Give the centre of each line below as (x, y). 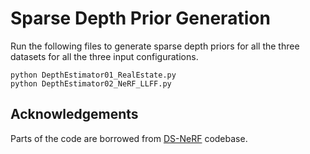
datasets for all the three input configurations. (104, 56)
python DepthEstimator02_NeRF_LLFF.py (91, 83)
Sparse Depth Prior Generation (140, 18)
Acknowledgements (74, 114)
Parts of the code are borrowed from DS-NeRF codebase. (129, 138)
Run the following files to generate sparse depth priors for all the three (155, 46)
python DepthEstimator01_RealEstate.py (93, 75)
